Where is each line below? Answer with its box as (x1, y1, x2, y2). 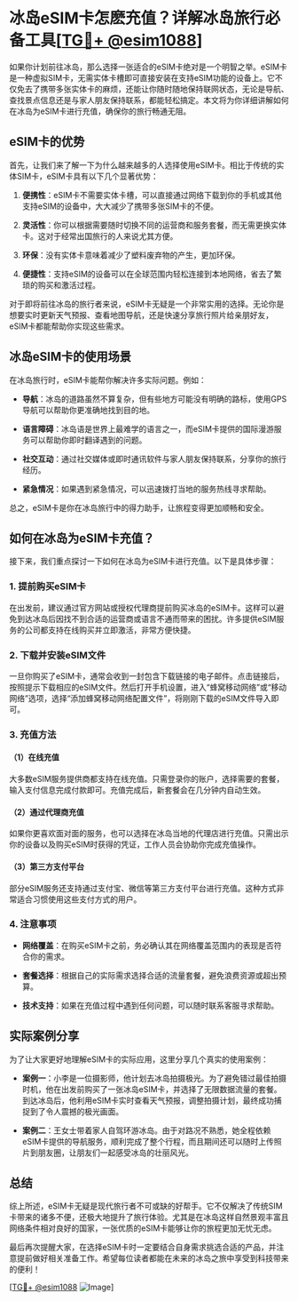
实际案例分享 (9, 1028, 80, 1044)
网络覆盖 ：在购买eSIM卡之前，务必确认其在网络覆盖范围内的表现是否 (21, 939, 275, 951)
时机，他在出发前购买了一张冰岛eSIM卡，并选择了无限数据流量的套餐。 (21, 1083, 282, 1094)
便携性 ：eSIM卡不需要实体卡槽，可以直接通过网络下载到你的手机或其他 (21, 189, 282, 200)
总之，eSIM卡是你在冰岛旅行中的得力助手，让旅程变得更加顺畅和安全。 (9, 502, 269, 513)
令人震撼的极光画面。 (45, 1105, 124, 1116)
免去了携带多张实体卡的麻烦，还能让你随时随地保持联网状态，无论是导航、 (16, 84, 289, 94)
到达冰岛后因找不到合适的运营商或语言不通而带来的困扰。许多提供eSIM (16, 613, 277, 624)
